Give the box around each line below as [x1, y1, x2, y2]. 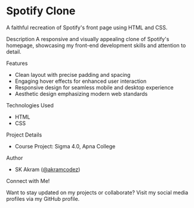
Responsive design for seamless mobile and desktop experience [14, 83, 174, 91]
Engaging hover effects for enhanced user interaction [14, 77, 147, 85]
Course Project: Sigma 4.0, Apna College [14, 142, 116, 150]
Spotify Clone [6, 4, 76, 18]
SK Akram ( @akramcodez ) [14, 166, 81, 173]
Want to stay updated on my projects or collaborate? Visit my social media [6, 189, 189, 196]
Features [6, 60, 28, 67]
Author [6, 154, 23, 162]
